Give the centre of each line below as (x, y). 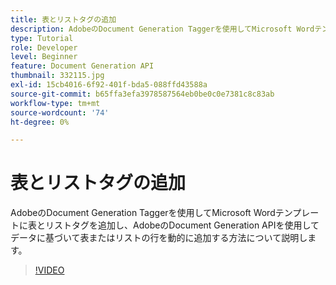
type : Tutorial (42, 38)
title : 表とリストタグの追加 (63, 19)
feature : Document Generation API (82, 66)
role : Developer (44, 47)
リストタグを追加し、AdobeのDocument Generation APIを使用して (182, 225)
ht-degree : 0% (40, 122)
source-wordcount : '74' (60, 112)
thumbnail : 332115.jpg (57, 76)
